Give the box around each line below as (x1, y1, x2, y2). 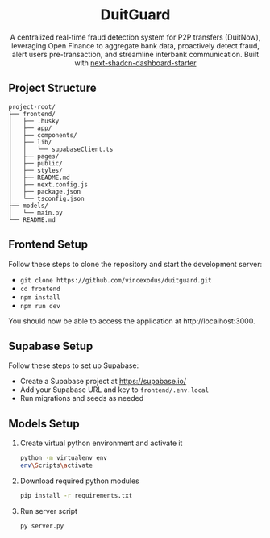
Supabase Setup (8, 339, 93, 352)
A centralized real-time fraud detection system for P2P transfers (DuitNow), (10, 32, 261, 42)
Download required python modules (19, 476, 139, 486)
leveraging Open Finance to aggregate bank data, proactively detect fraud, (10, 40, 260, 50)
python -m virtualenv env (19, 454, 107, 462)
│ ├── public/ (8, 159, 63, 167)
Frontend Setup (8, 238, 89, 252)
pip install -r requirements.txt (19, 491, 133, 499)
